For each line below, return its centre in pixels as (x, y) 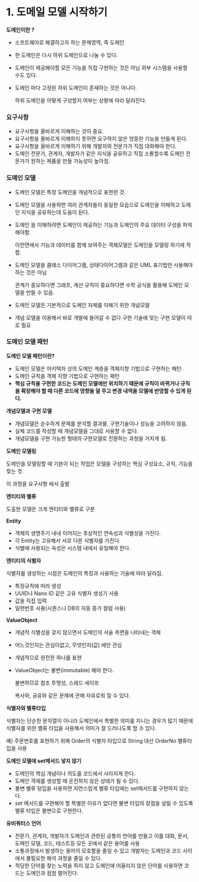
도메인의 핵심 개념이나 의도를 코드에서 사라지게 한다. (75, 773)
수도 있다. (26, 75)
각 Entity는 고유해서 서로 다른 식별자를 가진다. (67, 540)
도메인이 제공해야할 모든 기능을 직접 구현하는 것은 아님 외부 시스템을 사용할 (101, 67)
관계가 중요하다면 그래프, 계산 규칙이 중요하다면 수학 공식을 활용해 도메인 (99, 285)
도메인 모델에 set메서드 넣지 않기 (44, 761)
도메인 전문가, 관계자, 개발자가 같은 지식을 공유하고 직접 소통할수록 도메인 (99, 154)
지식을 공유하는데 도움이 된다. (55, 212)
